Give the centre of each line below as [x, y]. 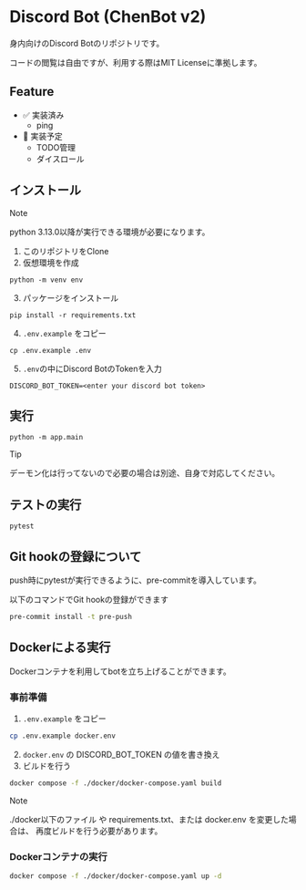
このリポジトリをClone [66, 251]
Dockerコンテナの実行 [58, 856]
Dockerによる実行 [60, 648]
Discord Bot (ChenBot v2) [108, 17]
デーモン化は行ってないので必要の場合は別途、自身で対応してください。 [145, 473]
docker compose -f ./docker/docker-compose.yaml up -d [116, 876]
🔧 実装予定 [42, 136]
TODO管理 [56, 147]
